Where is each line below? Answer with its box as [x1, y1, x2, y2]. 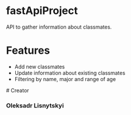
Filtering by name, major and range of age [14, 75, 116, 82]
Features [6, 44, 50, 57]
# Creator [6, 86, 29, 94]
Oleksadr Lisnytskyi [6, 101, 64, 109]
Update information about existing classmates [14, 69, 126, 76]
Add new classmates [14, 63, 65, 70]
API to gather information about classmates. [6, 23, 112, 30]
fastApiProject [6, 4, 78, 18]
